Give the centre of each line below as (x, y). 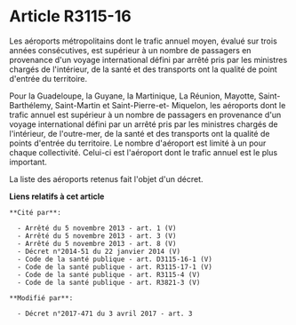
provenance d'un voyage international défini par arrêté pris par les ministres (148, 59)
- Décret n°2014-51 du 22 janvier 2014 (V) (99, 251)
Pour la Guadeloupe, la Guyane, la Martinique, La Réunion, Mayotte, (133, 96)
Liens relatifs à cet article (57, 196)
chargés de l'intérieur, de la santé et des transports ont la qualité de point (143, 69)
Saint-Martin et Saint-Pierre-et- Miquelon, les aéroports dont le (170, 105)
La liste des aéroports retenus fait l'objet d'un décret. (106, 178)
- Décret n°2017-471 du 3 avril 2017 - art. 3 (105, 313)
